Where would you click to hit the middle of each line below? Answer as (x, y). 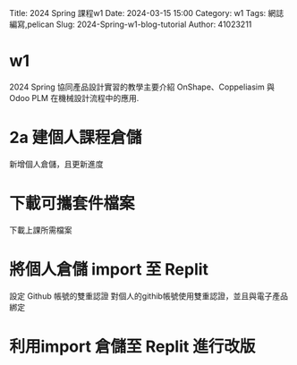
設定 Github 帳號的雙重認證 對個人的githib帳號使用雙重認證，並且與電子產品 (149, 296)
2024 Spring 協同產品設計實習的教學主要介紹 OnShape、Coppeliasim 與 (142, 87)
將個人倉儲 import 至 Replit (109, 269)
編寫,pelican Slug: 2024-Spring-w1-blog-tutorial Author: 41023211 (131, 24)
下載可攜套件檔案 (72, 204)
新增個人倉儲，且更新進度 (56, 164)
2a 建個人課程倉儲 (76, 138)
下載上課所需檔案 (41, 230)
